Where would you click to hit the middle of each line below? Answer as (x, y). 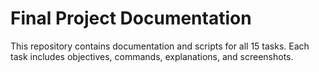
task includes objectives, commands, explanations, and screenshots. (152, 56)
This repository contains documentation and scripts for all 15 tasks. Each (160, 46)
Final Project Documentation (131, 18)
